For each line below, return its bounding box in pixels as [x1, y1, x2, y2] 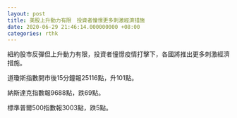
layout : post [7, 10, 46, 18]
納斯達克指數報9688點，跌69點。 [7, 88, 105, 97]
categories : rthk [7, 29, 59, 37]
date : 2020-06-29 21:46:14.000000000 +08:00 [7, 23, 140, 30]
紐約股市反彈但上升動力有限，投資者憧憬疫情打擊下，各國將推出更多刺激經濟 [7, 50, 230, 58]
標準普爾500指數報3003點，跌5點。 [7, 103, 113, 112]
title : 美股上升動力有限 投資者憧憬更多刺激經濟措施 [7, 17, 145, 24]
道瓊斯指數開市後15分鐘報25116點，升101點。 [7, 74, 138, 82]
